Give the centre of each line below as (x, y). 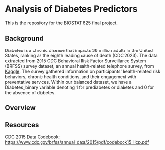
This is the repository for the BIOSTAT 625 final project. (61, 23)
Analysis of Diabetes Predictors (71, 9)
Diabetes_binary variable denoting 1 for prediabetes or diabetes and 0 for (80, 87)
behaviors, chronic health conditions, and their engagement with (71, 76)
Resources (22, 125)
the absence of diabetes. (30, 92)
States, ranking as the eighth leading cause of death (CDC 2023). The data (81, 55)
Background (24, 38)
